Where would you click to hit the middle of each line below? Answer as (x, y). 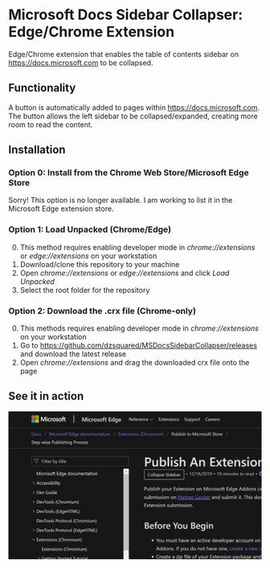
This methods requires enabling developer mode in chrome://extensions (139, 328)
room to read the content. (51, 124)
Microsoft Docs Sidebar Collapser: (126, 15)
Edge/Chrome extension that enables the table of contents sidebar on (124, 54)
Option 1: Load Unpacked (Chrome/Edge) (90, 229)
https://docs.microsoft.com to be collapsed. (81, 63)
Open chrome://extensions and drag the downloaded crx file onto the (135, 363)
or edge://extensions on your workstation (88, 256)
